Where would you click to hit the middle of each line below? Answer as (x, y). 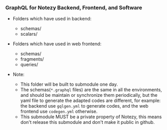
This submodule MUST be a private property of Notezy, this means (91, 117)
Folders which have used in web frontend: (57, 44)
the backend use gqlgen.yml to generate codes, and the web (84, 106)
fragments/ (32, 59)
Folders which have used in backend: (52, 19)
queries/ (29, 65)
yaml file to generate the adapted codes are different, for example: (90, 100)
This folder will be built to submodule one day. (69, 84)
